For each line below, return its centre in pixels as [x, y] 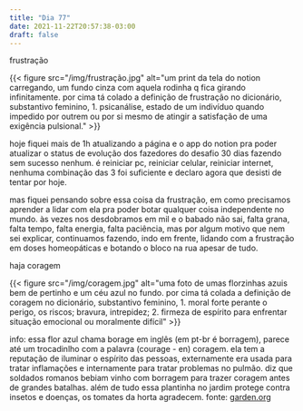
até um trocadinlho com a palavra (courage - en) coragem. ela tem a [137, 349]
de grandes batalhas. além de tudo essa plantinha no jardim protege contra [150, 387]
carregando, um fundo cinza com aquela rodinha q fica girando [128, 88]
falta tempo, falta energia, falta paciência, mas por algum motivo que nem [147, 229]
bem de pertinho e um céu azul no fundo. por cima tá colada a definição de [151, 293]
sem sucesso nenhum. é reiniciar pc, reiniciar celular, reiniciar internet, [142, 163]
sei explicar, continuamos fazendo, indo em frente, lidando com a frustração [152, 239]
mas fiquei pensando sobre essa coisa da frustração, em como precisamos [150, 200]
